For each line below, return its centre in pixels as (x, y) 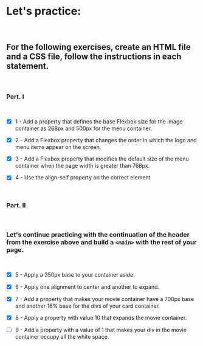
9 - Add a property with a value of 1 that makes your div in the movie (101, 330)
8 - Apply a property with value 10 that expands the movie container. (101, 318)
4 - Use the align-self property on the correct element (83, 178)
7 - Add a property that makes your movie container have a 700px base (105, 299)
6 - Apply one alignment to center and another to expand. (87, 286)
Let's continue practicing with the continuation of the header (98, 234)
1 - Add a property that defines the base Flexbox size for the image (99, 122)
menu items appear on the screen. (58, 147)
